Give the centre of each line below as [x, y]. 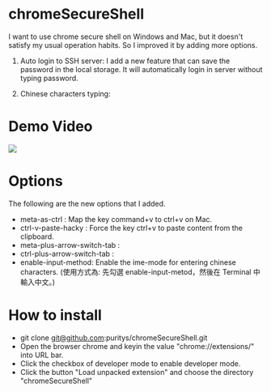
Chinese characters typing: [65, 93]
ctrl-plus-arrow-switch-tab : [67, 254]
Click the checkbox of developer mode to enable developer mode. [130, 363]
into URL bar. [42, 355]
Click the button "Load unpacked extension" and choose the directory [137, 372]
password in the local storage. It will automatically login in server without [141, 69]
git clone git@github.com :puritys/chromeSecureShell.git [114, 338]
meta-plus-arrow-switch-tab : [70, 245]
